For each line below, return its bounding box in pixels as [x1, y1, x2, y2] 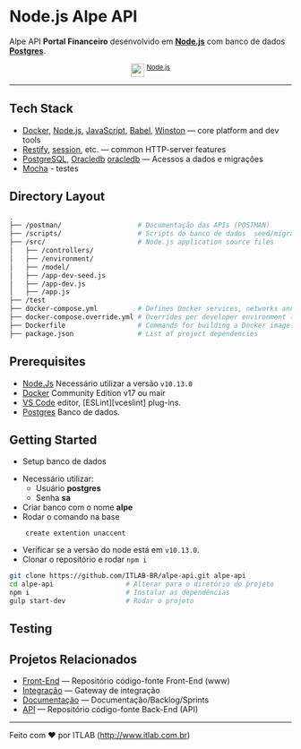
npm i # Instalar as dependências [9, 589, 230, 598]
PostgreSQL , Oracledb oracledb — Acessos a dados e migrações [21, 153, 264, 164]
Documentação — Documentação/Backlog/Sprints [21, 694, 210, 705]
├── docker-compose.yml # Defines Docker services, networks [9, 305, 279, 314]
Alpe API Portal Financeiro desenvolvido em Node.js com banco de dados [9, 36, 286, 47]
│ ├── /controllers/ [9, 246, 94, 255]
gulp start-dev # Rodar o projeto [9, 596, 194, 606]
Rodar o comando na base [21, 512, 120, 522]
